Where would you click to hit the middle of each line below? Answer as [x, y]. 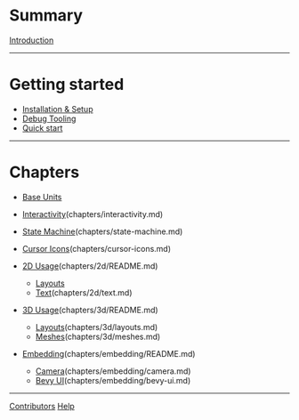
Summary [46, 16]
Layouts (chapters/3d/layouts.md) [97, 327]
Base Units [42, 197]
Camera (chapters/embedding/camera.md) [113, 371]
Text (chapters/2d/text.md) [84, 292]
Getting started [67, 85]
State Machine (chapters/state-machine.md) [102, 231]
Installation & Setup [57, 109]
